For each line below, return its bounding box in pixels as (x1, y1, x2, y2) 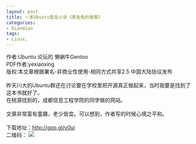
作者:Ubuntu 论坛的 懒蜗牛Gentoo (6, 53, 88, 60)
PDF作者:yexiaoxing (6, 60, 55, 68)
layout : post (6, 8, 39, 15)
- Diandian (6, 25, 33, 31)
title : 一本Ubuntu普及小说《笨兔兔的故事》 (6, 14, 103, 20)
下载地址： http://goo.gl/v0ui (6, 124, 75, 131)
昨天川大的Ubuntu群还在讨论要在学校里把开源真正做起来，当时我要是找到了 (6, 82, 191, 89)
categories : (6, 20, 36, 25)
